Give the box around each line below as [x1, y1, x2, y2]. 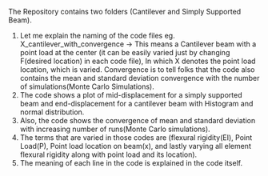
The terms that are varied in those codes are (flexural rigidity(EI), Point [19, 133, 253, 142]
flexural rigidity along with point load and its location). [19, 150, 198, 159]
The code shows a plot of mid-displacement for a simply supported [19, 90, 242, 99]
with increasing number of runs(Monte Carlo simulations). [19, 124, 210, 134]
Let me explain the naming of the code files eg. [19, 31, 175, 40]
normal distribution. [19, 107, 85, 117]
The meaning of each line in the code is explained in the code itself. [19, 158, 242, 167]
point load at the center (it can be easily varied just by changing [19, 48, 230, 57]
